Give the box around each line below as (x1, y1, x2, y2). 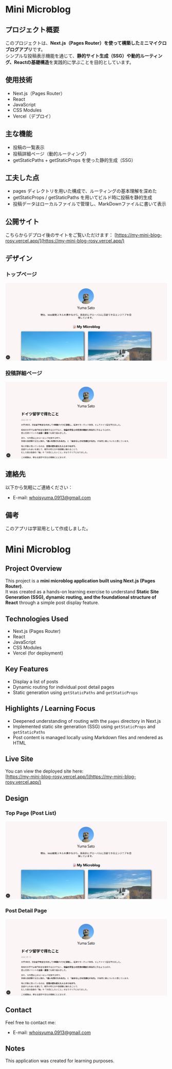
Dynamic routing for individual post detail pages (12, 684, 114, 690)
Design (5, 794, 29, 802)
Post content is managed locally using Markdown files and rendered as (12, 734, 163, 740)
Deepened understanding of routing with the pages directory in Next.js (12, 718, 161, 724)
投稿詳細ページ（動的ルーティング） (12, 151, 89, 157)
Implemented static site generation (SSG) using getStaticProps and (12, 723, 156, 729)
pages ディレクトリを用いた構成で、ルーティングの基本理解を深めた (12, 188, 158, 194)
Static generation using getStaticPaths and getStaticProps (12, 689, 138, 696)
